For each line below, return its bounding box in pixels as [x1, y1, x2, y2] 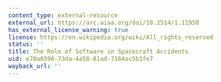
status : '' [8, 41, 44, 48]
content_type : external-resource [8, 11, 118, 20]
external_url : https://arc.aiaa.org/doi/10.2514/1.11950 [8, 19, 200, 27]
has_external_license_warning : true [8, 26, 129, 34]
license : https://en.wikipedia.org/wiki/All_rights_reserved [8, 33, 214, 41]
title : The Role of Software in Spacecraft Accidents [8, 48, 189, 55]
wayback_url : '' [8, 62, 62, 70]
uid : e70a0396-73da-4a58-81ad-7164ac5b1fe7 [8, 55, 154, 63]
